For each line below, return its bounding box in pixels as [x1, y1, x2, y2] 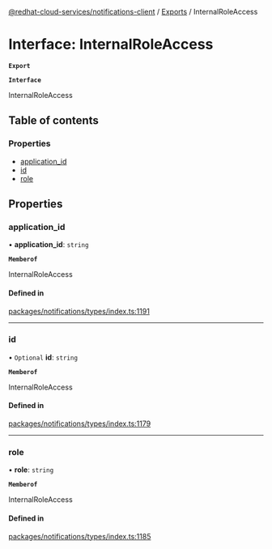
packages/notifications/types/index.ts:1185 [8, 531, 151, 541]
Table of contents [8, 113, 99, 128]
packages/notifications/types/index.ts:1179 [8, 419, 151, 428]
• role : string [8, 465, 54, 475]
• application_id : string [8, 240, 89, 249]
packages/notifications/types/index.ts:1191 [8, 306, 150, 316]
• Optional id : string [8, 352, 79, 362]
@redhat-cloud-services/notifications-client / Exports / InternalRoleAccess [8, 7, 258, 16]
